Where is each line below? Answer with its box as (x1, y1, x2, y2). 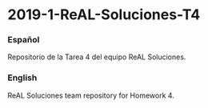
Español (7, 34, 40, 46)
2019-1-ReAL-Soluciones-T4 (7, 6, 201, 24)
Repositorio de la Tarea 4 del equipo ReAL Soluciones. (7, 52, 186, 62)
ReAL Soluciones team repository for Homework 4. (7, 90, 175, 100)
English (7, 72, 38, 83)
